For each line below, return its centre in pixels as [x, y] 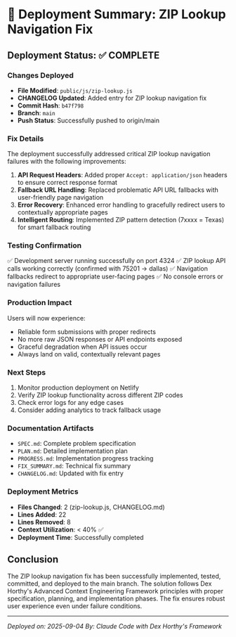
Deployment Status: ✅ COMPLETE [84, 55]
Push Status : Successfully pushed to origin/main [88, 120]
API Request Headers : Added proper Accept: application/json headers [122, 175]
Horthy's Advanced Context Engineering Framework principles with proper [115, 591]
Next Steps [27, 372]
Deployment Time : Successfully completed [80, 537]
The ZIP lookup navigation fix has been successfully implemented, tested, [114, 577]
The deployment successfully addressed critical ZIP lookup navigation [109, 154]
